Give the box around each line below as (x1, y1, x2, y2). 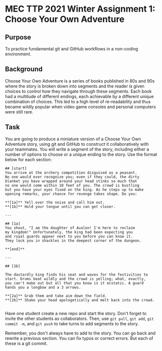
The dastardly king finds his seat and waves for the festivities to (5, 272, 148, 277)
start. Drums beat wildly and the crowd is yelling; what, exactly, (5, 276, 146, 281)
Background (5, 65, 43, 73)
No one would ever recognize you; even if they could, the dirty (5, 174, 139, 179)
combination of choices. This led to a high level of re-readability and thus (5, 99, 151, 104)
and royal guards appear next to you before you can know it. (5, 234, 133, 239)
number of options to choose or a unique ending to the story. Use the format (5, 151, 157, 157)
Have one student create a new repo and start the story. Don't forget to (5, 310, 147, 316)
